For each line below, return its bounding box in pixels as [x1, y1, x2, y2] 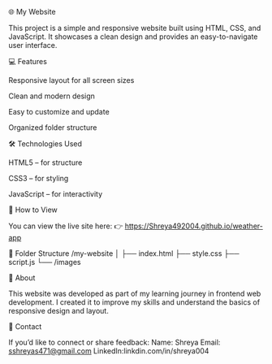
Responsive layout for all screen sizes [8, 76, 135, 84]
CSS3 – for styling [8, 174, 69, 183]
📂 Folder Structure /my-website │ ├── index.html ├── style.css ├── [8, 249, 240, 258]
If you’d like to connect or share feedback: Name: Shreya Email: [8, 337, 221, 347]
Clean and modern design [8, 91, 96, 101]
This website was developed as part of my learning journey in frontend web [8, 288, 261, 298]
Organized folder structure [8, 123, 97, 132]
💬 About [8, 273, 36, 283]
